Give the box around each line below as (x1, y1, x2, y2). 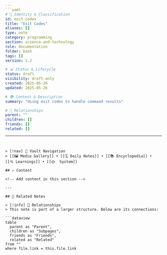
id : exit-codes (5, 16, 37, 21)
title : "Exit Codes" (5, 21, 48, 26)
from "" (5, 242, 21, 247)
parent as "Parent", (9, 224, 52, 229)
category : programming (5, 35, 52, 40)
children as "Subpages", (9, 229, 61, 234)
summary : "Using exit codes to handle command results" (5, 99, 123, 104)
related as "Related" (9, 237, 55, 242)
